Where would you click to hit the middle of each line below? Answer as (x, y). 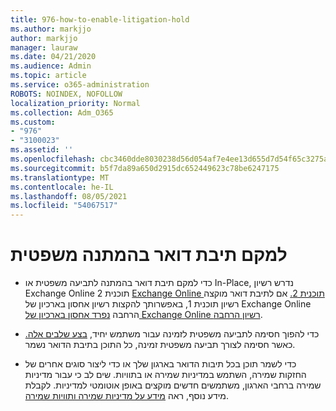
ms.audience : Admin (51, 66)
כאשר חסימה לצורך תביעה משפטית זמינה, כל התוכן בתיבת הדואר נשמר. (160, 345)
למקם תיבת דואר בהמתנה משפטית (149, 255)
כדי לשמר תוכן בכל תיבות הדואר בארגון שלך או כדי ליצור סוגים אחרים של (160, 364)
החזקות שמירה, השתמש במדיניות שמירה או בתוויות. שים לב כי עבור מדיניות (165, 375)
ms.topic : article (48, 76)
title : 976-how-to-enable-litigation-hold (100, 19)
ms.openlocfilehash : (53, 159)
